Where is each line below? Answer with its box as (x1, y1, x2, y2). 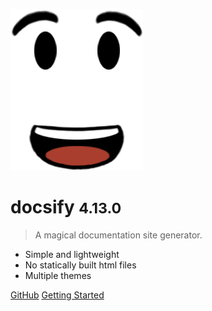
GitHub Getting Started (10, 289, 105, 301)
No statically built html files (24, 259, 137, 271)
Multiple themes (24, 269, 92, 281)
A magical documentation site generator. (34, 229, 203, 241)
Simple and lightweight (24, 248, 120, 260)
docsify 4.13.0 (10, 196, 122, 219)
